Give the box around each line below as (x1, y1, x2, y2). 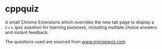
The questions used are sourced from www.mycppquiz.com (5, 38, 126, 44)
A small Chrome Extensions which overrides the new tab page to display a (5, 19, 154, 25)
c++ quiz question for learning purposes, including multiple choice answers (5, 24, 157, 30)
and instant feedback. (5, 29, 49, 35)
